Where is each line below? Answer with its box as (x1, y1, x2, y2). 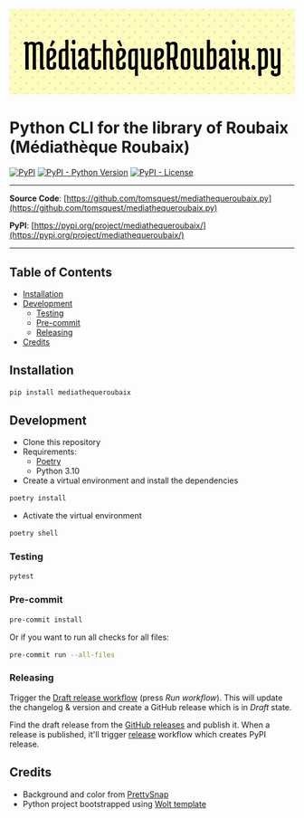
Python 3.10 (35, 466, 80, 477)
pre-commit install (9, 615, 83, 624)
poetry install (9, 494, 67, 503)
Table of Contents (9, 264, 113, 280)
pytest (9, 572, 34, 581)
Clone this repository (22, 437, 101, 448)
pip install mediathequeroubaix (9, 387, 131, 397)
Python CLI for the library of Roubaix (9, 118, 290, 138)
